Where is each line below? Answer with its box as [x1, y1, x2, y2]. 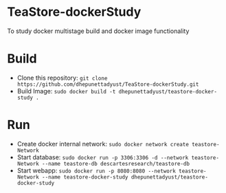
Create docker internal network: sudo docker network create [16, 139, 189, 148]
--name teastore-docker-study [42, 173, 128, 181]
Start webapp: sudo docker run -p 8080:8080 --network [16, 166, 177, 174]
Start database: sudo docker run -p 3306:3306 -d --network [16, 152, 189, 161]
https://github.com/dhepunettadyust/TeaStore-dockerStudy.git [16, 80, 199, 88]
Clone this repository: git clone [16, 73, 108, 82]
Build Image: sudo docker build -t [16, 87, 116, 95]
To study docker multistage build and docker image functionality [7, 27, 190, 35]
